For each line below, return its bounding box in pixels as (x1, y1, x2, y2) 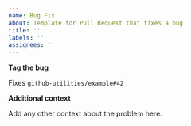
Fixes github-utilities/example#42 (8, 78, 124, 88)
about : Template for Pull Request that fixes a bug (8, 19, 183, 27)
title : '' (8, 26, 41, 34)
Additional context (8, 94, 72, 103)
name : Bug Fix (8, 11, 56, 20)
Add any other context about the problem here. (8, 109, 163, 119)
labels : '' (8, 33, 45, 42)
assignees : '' (8, 41, 56, 49)
